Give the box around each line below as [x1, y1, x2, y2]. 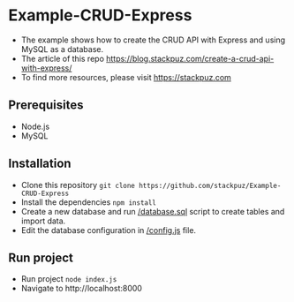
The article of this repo [20, 53, 105, 64]
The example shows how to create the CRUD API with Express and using [20, 34, 286, 45]
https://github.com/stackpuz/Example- [139, 181, 282, 190]
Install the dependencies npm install [20, 196, 156, 208]
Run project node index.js [20, 274, 117, 284]
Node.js [20, 121, 50, 132]
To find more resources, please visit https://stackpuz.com [20, 72, 231, 82]
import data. [20, 215, 66, 226]
